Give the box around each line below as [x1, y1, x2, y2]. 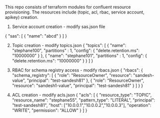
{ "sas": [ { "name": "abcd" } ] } [5, 33, 67, 39]
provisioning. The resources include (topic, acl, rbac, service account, [5, 9, 145, 15]
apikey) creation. [5, 15, 39, 20]
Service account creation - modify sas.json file [12, 24, 105, 29]
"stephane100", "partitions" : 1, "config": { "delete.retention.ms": [12, 48, 140, 53]
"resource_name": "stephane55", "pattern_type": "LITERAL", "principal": [12, 97, 156, 103]
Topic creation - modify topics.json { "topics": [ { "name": [12, 43, 127, 48]
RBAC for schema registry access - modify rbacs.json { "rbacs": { [12, 67, 143, 73]
